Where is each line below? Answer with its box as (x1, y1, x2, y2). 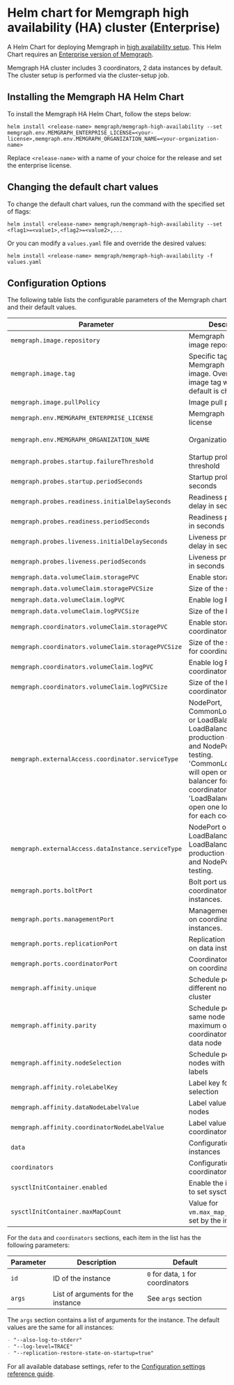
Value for (188, 1198, 219, 1208)
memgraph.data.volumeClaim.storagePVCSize (10, 585, 154, 593)
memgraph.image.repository (10, 336, 100, 345)
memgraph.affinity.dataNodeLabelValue (10, 1104, 139, 1111)
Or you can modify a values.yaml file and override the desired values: (7, 239, 207, 247)
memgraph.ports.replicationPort (10, 940, 118, 948)
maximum (188, 1021, 221, 1031)
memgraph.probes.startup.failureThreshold (10, 457, 154, 466)
